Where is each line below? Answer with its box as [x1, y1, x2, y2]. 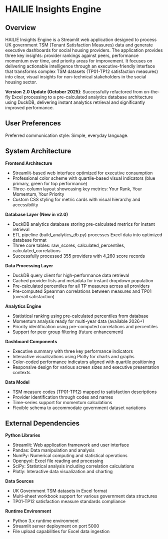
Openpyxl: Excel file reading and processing [12, 458, 103, 464]
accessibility [12, 201, 38, 208]
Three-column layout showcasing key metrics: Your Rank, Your [12, 186, 142, 192]
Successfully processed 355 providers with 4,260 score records [12, 253, 145, 259]
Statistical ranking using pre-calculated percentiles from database [12, 313, 149, 319]
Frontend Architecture [5, 160, 52, 166]
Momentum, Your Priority [12, 191, 64, 197]
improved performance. [5, 105, 54, 110]
